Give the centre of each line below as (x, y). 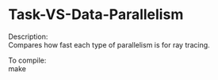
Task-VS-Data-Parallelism (96, 15)
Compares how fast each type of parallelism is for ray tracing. (109, 44)
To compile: (27, 60)
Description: (28, 36)
